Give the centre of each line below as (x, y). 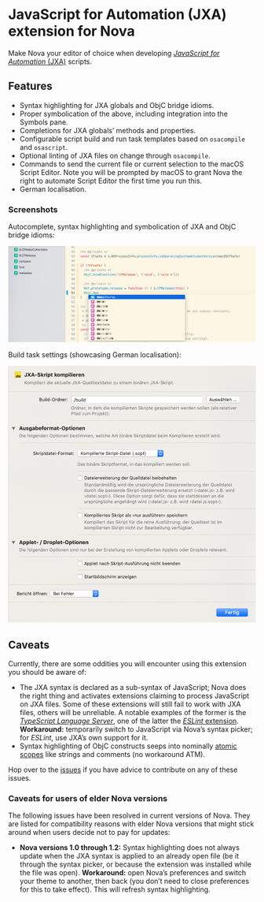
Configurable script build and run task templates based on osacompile (132, 139)
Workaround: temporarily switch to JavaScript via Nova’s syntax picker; (136, 729)
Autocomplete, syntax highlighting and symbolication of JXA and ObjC (122, 227)
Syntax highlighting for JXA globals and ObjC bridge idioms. (117, 105)
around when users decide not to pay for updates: (89, 833)
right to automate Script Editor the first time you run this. (111, 181)
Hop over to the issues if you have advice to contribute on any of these (123, 770)
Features (30, 86)
